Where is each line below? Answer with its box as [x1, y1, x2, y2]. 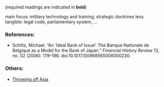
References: [5, 31, 35, 38]
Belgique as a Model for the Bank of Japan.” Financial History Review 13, [12, 48, 160, 54]
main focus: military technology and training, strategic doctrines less [5, 14, 144, 19]
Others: [5, 65, 24, 72]
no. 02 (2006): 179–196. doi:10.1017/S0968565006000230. [12, 53, 131, 58]
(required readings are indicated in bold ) [5, 4, 87, 10]
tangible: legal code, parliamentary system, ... [5, 19, 98, 25]
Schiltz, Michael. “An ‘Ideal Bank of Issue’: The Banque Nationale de [12, 42, 149, 48]
